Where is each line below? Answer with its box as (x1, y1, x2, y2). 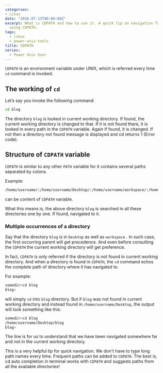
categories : (5, 7, 29, 12)
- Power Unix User (9, 52, 47, 57)
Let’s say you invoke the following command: (5, 98, 95, 103)
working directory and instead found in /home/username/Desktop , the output (5, 301, 155, 307)
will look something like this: (5, 306, 62, 312)
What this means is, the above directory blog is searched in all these (5, 205, 142, 211)
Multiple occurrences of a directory (5, 223, 91, 230)
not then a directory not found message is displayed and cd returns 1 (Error (5, 132, 155, 137)
